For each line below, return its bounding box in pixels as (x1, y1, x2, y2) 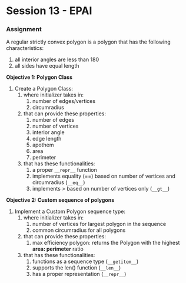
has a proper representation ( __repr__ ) (32, 271, 127, 278)
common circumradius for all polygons (32, 227, 126, 234)
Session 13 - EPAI (6, 4, 92, 18)
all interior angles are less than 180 (14, 56, 99, 63)
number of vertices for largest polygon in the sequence (32, 221, 167, 228)
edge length (32, 135, 62, 142)
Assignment (6, 25, 42, 34)
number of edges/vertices (32, 98, 96, 105)
